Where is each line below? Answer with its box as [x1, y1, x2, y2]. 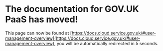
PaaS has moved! [5, 14, 78, 25]
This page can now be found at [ [5, 30, 72, 36]
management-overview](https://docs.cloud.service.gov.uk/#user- [5, 35, 141, 41]
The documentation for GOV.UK [5, 3, 139, 15]
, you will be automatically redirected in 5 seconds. [54, 40, 159, 46]
